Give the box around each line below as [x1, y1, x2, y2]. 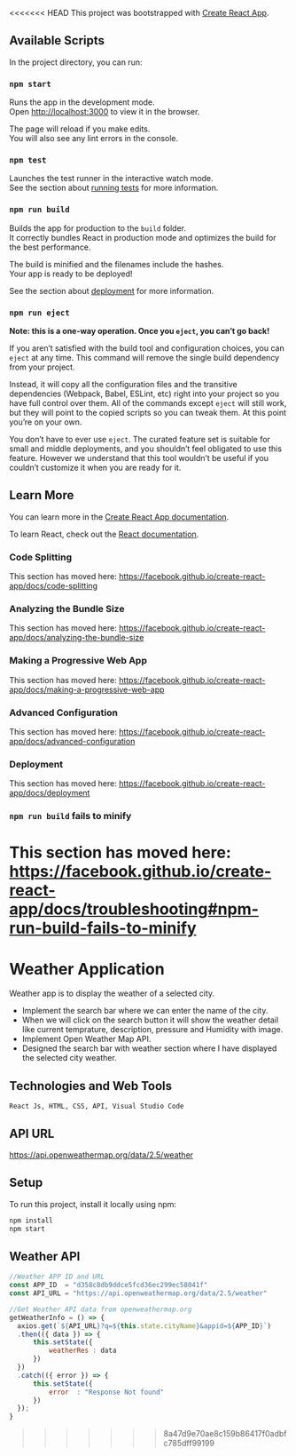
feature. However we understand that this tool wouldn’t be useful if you [9, 453, 269, 463]
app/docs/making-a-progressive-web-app [9, 684, 165, 695]
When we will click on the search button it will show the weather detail [21, 1014, 279, 1025]
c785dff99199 [163, 1438, 215, 1449]
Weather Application [9, 959, 166, 979]
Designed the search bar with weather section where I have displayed [21, 1043, 277, 1054]
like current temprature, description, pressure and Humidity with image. [21, 1024, 284, 1035]
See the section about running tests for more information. [9, 182, 219, 194]
